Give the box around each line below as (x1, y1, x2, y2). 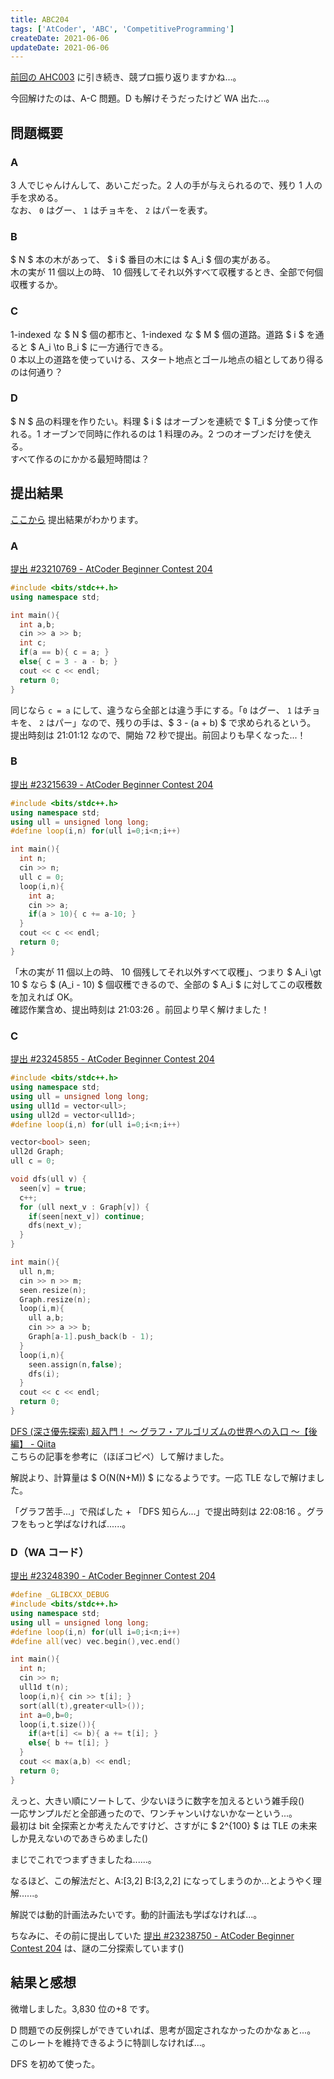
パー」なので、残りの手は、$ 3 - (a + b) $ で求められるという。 (54, 716, 317, 728)
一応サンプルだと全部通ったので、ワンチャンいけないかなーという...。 (10, 1807, 298, 1819)
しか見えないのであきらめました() (10, 1832, 149, 1844)
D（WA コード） (10, 1545, 90, 1559)
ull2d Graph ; (10, 1147, 65, 1157)
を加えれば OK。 (10, 991, 79, 1003)
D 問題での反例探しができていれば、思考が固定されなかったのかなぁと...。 (10, 2024, 317, 2036)
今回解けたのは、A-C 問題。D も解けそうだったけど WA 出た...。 (10, 92, 275, 105)
